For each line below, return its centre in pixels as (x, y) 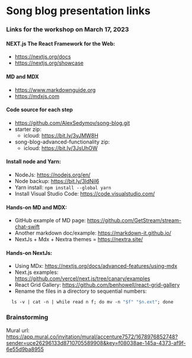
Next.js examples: (36, 272)
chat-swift (27, 227)
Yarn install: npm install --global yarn (63, 187)
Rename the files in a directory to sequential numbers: (81, 291)
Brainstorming (27, 317)
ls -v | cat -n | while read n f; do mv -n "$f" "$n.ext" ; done (92, 302)
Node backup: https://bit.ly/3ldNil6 (57, 181)
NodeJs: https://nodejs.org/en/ (52, 175)
